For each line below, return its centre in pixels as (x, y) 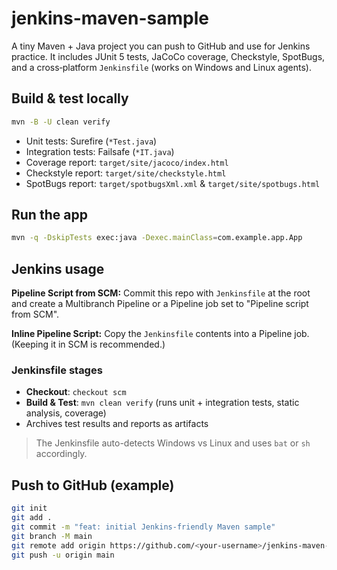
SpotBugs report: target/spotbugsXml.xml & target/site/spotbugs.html (173, 183)
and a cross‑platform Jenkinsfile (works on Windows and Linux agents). (161, 67)
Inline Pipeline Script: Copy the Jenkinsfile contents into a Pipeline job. (160, 334)
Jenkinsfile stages (57, 370)
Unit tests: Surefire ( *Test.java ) (91, 141)
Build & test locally (70, 98)
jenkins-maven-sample (110, 18)
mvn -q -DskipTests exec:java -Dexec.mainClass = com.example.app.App (157, 238)
